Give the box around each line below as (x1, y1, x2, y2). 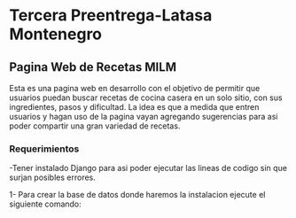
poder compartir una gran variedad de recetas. (9, 121, 181, 131)
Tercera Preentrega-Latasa (9, 5, 213, 26)
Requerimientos (9, 143, 80, 155)
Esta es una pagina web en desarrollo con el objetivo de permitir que (9, 83, 261, 93)
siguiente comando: (9, 199, 82, 209)
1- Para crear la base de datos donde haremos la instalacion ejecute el (9, 190, 266, 200)
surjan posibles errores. (9, 172, 96, 183)
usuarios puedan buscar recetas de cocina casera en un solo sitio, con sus (9, 92, 283, 103)
